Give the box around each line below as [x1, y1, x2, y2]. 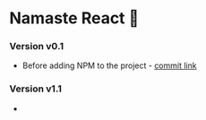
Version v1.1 [9, 82, 63, 95]
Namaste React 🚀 [9, 8, 140, 29]
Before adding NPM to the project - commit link [21, 60, 197, 71]
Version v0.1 [9, 40, 64, 53]
